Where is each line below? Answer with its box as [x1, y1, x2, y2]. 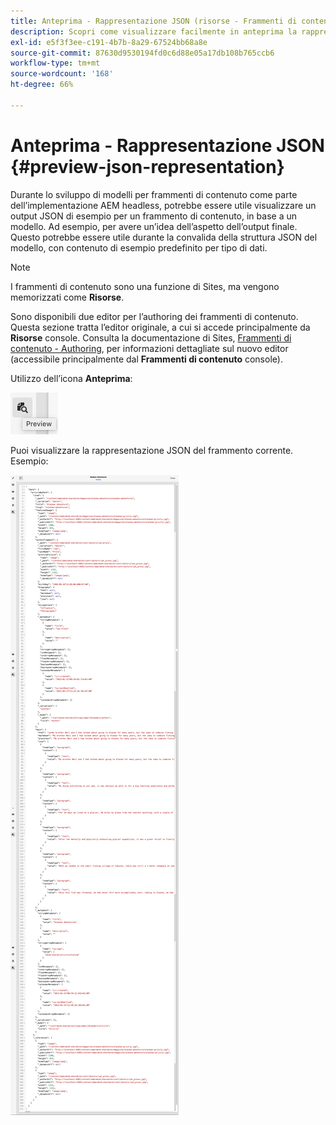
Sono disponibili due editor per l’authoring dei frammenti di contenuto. [10, 310, 299, 322]
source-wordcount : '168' [10, 69, 114, 79]
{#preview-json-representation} [10, 155, 285, 178]
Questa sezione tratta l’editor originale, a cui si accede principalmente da [10, 321, 311, 333]
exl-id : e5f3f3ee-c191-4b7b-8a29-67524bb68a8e [10, 37, 208, 47]
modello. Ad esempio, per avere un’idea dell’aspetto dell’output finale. [10, 220, 298, 232]
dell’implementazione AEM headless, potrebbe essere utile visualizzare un [10, 199, 317, 211]
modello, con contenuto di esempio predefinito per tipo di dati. [10, 241, 268, 254]
